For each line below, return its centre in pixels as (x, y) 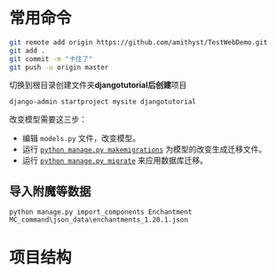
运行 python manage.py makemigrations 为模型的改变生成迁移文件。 (144, 149)
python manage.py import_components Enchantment (101, 212)
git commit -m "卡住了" (51, 59)
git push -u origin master (59, 67)
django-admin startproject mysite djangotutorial (103, 102)
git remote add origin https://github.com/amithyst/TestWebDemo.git (138, 42)
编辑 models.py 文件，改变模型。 (81, 138)
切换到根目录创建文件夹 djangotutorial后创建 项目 (98, 85)
